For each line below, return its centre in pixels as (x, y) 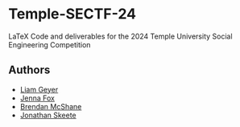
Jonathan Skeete (48, 115)
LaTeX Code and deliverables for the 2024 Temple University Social (120, 36)
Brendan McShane (51, 106)
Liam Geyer (39, 89)
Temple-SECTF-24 (72, 14)
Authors (29, 70)
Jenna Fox (37, 98)
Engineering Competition (50, 44)
